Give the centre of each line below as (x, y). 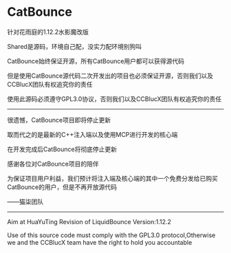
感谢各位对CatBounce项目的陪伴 (53, 164)
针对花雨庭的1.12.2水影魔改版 (48, 32)
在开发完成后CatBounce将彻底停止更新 (62, 149)
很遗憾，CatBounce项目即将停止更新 (59, 120)
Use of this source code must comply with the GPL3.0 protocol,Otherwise (111, 235)
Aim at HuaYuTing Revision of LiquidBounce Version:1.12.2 (89, 221)
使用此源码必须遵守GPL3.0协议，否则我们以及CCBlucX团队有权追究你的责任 (114, 99)
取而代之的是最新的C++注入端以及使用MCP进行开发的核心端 (92, 134)
